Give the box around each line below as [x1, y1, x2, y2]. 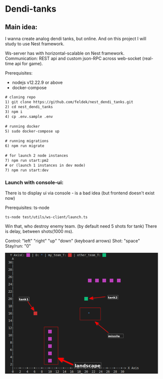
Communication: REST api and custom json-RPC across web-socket [5, 56, 142, 61]
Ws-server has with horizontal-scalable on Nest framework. [5, 50, 125, 56]
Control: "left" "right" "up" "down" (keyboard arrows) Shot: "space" [5, 238, 140, 244]
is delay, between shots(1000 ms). [5, 228, 74, 234]
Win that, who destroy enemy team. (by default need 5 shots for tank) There [5, 223, 157, 229]
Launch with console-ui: [5, 179, 64, 186]
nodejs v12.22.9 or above [12, 79, 63, 85]
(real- [142, 56, 154, 61]
